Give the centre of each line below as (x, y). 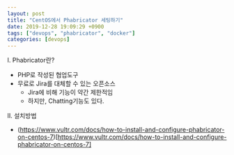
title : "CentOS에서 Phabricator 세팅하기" (65, 20)
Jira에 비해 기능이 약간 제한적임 (70, 92)
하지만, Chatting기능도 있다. (66, 101)
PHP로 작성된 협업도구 (48, 75)
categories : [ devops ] (39, 40)
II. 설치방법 (22, 116)
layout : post (26, 14)
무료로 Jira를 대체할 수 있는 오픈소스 (67, 83)
